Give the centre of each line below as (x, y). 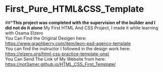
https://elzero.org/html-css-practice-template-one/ (57, 54)
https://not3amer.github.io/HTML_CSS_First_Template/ (61, 64)
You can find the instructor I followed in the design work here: (68, 48)
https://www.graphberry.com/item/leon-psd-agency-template (68, 43)
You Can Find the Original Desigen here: (46, 38)
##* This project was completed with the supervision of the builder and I (80, 23)
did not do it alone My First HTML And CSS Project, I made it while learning (82, 27)
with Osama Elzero (24, 33)
